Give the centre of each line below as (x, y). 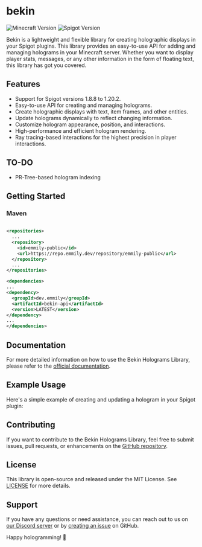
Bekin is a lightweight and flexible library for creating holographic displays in (101, 39)
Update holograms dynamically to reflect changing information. (93, 118)
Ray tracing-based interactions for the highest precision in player (96, 137)
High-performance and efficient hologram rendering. (80, 130)
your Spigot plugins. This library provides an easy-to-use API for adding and (101, 46)
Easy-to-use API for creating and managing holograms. (84, 105)
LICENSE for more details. (38, 486)
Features (23, 84)
